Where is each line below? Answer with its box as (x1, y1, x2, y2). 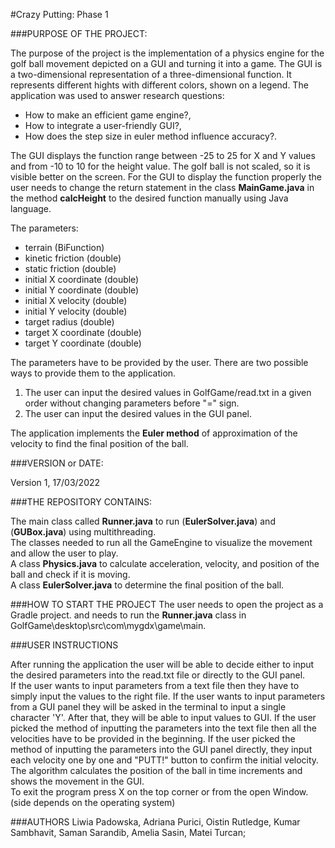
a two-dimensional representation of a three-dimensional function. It (10, 69, 292, 80)
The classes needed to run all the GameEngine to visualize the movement (10, 537, 313, 548)
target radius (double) (24, 316, 115, 328)
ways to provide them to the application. (10, 367, 177, 379)
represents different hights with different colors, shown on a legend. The (10, 79, 309, 91)
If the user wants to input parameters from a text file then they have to (10, 680, 300, 691)
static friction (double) (24, 263, 117, 274)
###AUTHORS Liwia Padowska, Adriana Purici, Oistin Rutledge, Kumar (10, 816, 301, 828)
